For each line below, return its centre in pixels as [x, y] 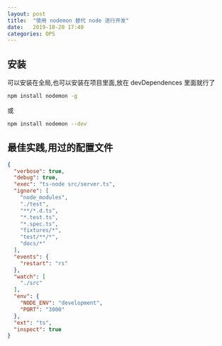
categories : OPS [31, 34]
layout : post [27, 14]
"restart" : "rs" [44, 263]
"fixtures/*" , [41, 230]
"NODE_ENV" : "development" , [61, 303]
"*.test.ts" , [39, 217]
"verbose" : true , [39, 171]
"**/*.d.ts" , [39, 211]
